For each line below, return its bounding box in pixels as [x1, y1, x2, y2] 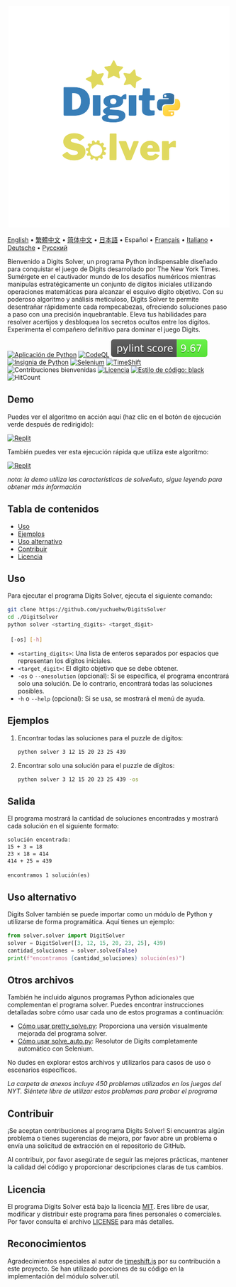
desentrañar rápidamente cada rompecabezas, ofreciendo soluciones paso [7, 302, 227, 311]
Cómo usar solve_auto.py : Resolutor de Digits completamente [17, 1037, 198, 1046]
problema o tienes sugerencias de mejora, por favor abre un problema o [7, 1134, 218, 1143]
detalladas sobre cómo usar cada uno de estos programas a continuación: [7, 1008, 225, 1017]
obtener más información [7, 482, 82, 491]
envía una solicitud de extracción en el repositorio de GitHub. [7, 1141, 186, 1150]
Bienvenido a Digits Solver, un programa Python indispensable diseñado [7, 258, 218, 265]
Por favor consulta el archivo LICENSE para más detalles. [7, 1217, 174, 1226]
